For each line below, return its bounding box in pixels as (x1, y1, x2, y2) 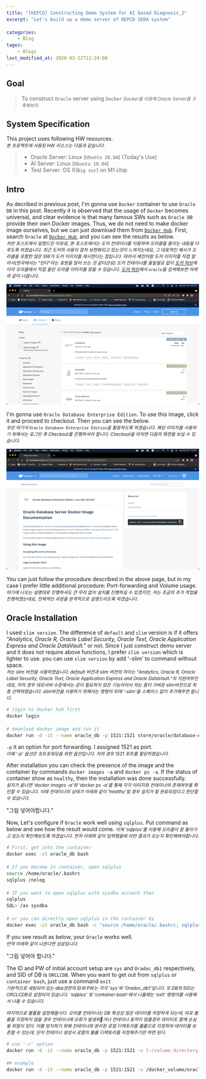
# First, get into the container (6, 845, 92, 851)
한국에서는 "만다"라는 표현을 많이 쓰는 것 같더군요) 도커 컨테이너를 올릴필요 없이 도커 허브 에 (16, 260, 197, 266)
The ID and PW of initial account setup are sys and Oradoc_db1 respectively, (6, 964, 196, 972)
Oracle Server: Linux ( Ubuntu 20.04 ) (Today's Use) (30, 154, 158, 161)
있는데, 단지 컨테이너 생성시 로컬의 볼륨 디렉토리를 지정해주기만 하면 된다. (21, 1029, 167, 1036)
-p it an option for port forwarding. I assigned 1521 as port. (6, 743, 153, 751)
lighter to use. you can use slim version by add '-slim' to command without (6, 655, 197, 662)
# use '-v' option (6, 1040, 53, 1047)
